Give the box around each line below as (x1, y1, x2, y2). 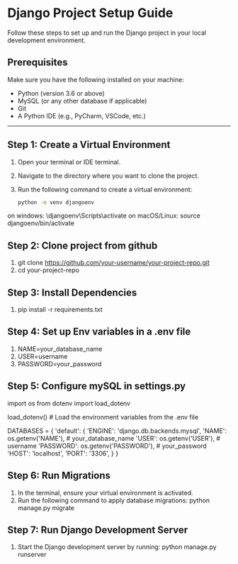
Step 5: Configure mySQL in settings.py (7, 380, 186, 393)
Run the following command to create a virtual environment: (17, 185, 193, 193)
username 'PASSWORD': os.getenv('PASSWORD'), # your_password (7, 441, 207, 450)
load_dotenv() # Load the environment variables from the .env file (7, 412, 199, 421)
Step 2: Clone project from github (7, 239, 158, 252)
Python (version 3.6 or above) (17, 89, 105, 97)
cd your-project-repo (17, 266, 80, 274)
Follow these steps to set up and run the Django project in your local (7, 28, 207, 37)
